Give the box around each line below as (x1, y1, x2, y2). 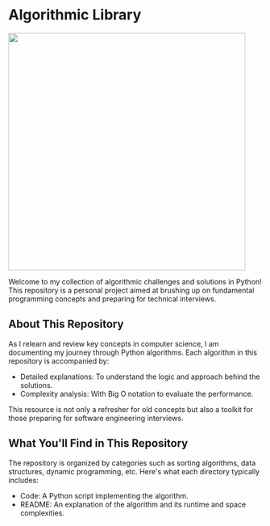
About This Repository (8, 318, 124, 331)
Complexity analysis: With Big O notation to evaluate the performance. (19, 389, 254, 398)
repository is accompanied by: (8, 356, 110, 365)
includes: (8, 475, 39, 485)
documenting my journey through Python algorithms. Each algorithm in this (8, 347, 258, 357)
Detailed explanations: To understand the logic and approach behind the (19, 372, 260, 381)
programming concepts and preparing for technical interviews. (8, 293, 217, 304)
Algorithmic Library (8, 6, 142, 24)
